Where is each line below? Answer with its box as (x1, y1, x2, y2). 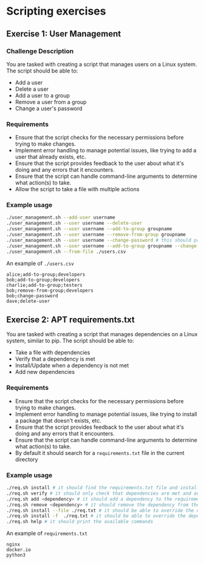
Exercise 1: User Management (6, 29, 121, 39)
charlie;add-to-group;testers (6, 282, 83, 288)
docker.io (6, 547, 32, 553)
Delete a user (15, 85, 49, 93)
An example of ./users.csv (6, 259, 74, 267)
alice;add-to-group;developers (6, 271, 86, 278)
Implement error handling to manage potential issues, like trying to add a (15, 147, 197, 154)
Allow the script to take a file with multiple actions (15, 186, 140, 193)
